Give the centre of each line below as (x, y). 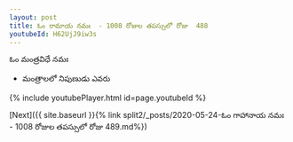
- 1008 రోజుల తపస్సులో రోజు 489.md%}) (79, 127)
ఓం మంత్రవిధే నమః (39, 59)
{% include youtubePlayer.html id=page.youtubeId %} (108, 98)
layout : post (33, 17)
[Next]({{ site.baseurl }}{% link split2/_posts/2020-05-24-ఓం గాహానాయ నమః (147, 115)
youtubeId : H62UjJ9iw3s (53, 34)
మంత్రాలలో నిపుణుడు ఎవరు (66, 79)
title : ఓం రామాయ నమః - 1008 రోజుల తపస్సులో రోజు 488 (109, 26)
